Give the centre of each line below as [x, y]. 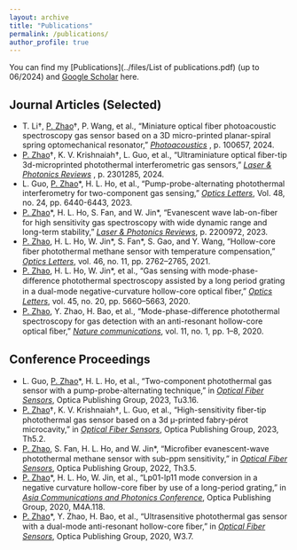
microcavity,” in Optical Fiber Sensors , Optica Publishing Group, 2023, [150, 429]
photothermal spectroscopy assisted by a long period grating [173, 281]
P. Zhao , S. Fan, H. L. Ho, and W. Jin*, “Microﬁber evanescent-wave [145, 448]
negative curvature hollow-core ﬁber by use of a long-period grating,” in [154, 487]
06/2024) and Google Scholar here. [74, 77]
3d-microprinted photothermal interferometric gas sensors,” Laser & [147, 165]
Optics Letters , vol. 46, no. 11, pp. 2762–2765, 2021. [116, 262]
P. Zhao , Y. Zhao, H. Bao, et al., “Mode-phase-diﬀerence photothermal [151, 311]
